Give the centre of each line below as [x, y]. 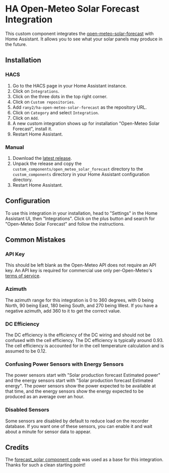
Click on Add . [26, 118]
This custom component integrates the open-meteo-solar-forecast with [79, 33]
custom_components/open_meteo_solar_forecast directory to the [78, 169]
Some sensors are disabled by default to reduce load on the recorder [77, 421]
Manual [15, 147]
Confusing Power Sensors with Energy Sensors [65, 364]
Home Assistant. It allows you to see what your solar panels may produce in [84, 39]
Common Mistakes [35, 240]
